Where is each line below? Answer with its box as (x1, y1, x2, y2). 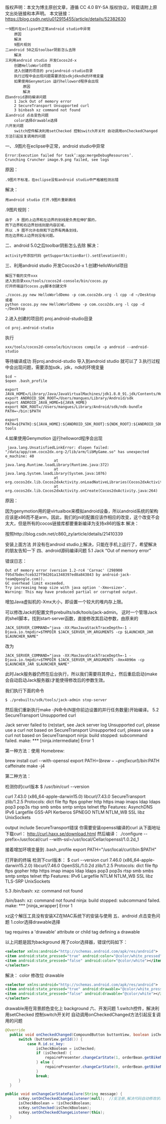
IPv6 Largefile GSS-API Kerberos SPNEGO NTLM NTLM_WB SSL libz (5, 809, 145, 815)
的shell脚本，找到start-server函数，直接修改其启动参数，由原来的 (5, 616, 138, 621)
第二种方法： (5, 773, 31, 779)
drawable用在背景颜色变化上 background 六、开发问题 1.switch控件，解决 (5, 1006, 155, 1011)
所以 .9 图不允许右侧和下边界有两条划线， (5, 228, 81, 233)
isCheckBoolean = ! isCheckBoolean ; (18, 1101, 92, 1106)
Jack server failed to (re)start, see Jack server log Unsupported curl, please (5, 722, 160, 728)
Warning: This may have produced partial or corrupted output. (5, 589, 138, 594)
